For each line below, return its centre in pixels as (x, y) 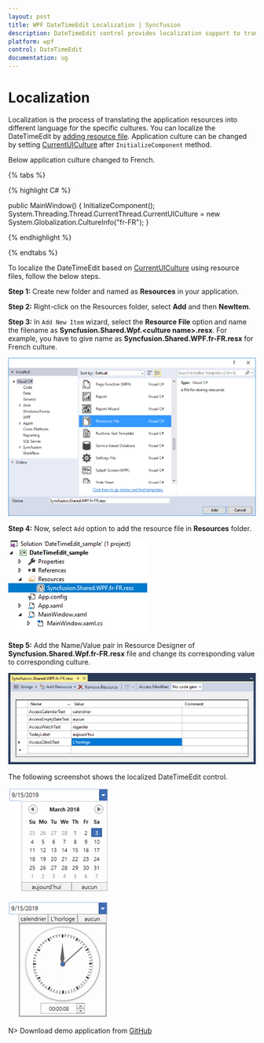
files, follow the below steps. (54, 276)
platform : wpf (31, 42)
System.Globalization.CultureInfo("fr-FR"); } (79, 222)
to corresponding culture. (49, 662)
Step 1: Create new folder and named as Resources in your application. (124, 291)
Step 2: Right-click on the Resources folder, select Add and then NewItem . (130, 306)
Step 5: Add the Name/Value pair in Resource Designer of (101, 645)
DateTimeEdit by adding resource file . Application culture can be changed (128, 136)
